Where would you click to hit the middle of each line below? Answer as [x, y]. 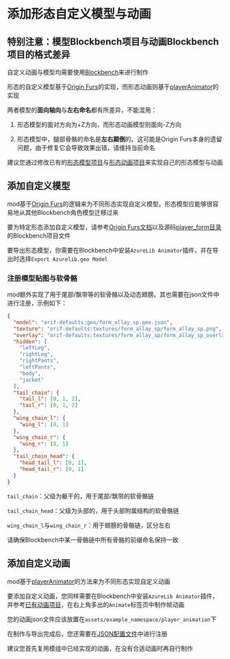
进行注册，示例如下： [37, 303]
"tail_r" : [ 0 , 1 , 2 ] [49, 406]
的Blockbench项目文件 [39, 235]
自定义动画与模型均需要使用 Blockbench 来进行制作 [78, 72]
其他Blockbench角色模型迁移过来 [72, 212]
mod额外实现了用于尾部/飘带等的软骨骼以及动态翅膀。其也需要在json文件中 [113, 294]
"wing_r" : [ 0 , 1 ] [44, 443]
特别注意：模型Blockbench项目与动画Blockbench [113, 42]
